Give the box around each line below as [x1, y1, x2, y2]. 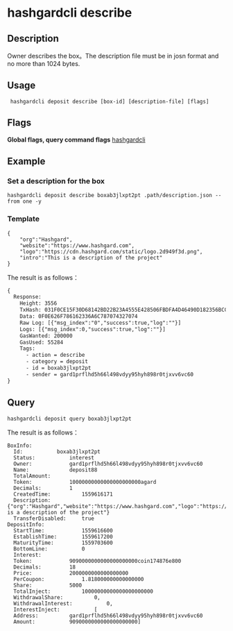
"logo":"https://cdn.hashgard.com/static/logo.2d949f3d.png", [19, 248, 203, 255]
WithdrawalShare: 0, [13, 594, 101, 601]
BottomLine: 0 [13, 545, 85, 553]
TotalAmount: [13, 472, 51, 480]
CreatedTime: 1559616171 [13, 491, 113, 498]
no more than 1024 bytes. [7, 60, 80, 67]
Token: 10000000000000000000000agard [13, 478, 157, 485]
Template [7, 214, 40, 224]
